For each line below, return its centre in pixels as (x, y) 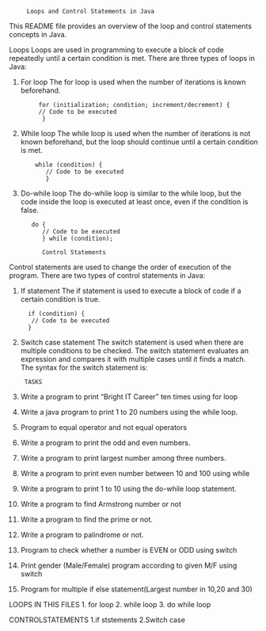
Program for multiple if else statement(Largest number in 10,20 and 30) (136, 589)
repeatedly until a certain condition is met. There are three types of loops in (132, 58)
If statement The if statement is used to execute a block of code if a (131, 291)
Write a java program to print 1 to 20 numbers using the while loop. (129, 412)
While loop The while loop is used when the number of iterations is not (135, 133)
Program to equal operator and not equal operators (104, 427)
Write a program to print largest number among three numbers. (123, 458)
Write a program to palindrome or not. (82, 535)
